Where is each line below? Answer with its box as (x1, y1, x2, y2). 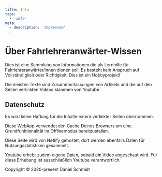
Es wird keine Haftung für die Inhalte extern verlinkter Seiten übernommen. (5, 113, 154, 119)
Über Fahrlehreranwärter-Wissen (5, 46, 142, 57)
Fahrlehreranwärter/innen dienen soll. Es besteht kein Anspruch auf (5, 67, 140, 73)
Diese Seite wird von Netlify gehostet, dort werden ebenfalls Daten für (5, 137, 145, 143)
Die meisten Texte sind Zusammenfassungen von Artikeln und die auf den (5, 82, 152, 88)
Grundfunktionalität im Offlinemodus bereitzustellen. (5, 128, 109, 133)
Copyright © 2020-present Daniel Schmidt (5, 166, 90, 172)
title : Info (5, 7, 29, 12)
